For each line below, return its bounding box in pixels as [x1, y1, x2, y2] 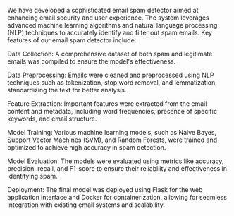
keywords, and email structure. [7, 114, 97, 123]
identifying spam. [7, 172, 58, 180]
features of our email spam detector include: [7, 36, 137, 44]
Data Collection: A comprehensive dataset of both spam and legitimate [7, 49, 213, 58]
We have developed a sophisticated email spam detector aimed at [7, 6, 199, 14]
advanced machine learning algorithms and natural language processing [7, 21, 218, 29]
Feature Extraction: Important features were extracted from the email [7, 100, 207, 108]
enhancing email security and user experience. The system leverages [7, 13, 209, 22]
